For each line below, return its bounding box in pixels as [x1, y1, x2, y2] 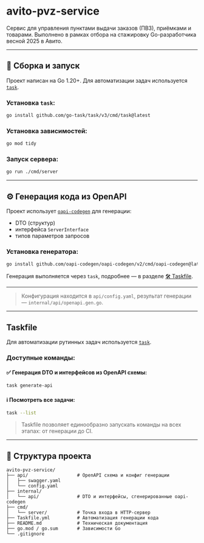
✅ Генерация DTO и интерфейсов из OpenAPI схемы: [6, 368, 148, 376]
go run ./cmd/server [6, 169, 59, 175]
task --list [6, 410, 36, 416]
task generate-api [6, 382, 53, 389]
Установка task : [6, 99, 56, 107]
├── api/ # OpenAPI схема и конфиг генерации [6, 472, 170, 478]
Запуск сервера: [6, 155, 59, 164]
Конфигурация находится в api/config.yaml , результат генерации [21, 292, 192, 300]
